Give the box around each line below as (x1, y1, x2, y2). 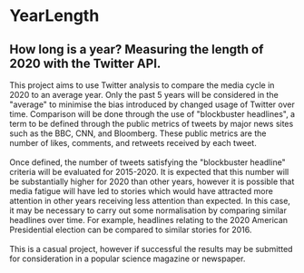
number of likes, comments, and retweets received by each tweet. (9, 138, 257, 148)
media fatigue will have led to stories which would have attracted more (9, 186, 274, 196)
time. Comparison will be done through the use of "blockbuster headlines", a (9, 109, 296, 119)
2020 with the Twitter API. (9, 55, 162, 71)
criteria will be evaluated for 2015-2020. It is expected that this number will (9, 167, 289, 177)
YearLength (9, 5, 100, 26)
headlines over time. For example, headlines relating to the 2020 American (9, 215, 289, 225)
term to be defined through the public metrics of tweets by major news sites (9, 119, 294, 129)
